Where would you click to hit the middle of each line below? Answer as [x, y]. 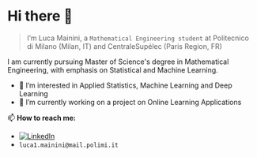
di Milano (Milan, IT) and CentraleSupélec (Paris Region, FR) [125, 46]
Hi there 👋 [40, 16]
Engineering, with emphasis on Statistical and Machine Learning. [113, 69]
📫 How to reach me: [42, 118]
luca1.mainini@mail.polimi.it [69, 145]
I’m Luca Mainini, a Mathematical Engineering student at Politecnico [138, 38]
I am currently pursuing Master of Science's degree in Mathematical [118, 62]
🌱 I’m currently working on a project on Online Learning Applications [130, 102]
